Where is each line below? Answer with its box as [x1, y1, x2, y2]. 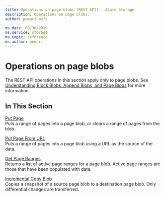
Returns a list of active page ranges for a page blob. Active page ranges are [5, 161, 161, 167]
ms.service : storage [5, 30, 48, 35]
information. [5, 87, 30, 93]
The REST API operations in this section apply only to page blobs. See [5, 77, 149, 83]
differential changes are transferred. [5, 186, 80, 192]
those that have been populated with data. [5, 166, 92, 172]
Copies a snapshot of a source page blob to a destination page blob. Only [5, 181, 157, 187]
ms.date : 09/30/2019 [5, 25, 48, 30]
